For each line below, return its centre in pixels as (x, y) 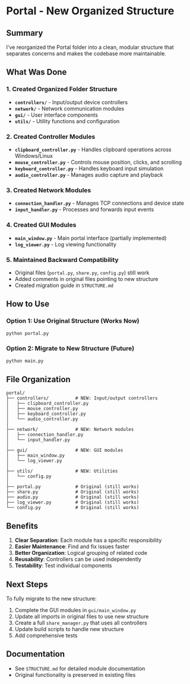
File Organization (39, 380)
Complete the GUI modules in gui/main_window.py (75, 610)
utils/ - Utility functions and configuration (67, 121)
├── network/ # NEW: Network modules (70, 430)
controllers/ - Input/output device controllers (71, 102)
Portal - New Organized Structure (90, 11)
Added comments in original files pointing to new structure (86, 279)
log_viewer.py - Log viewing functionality (66, 244)
